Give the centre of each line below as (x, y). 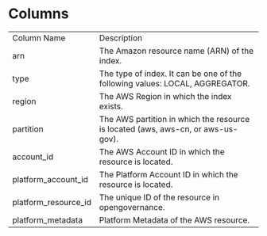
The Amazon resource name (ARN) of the (176, 51)
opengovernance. (132, 207)
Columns (39, 14)
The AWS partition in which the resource (174, 119)
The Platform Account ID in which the (168, 174)
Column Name (39, 38)
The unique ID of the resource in (159, 197)
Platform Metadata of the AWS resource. (174, 220)
